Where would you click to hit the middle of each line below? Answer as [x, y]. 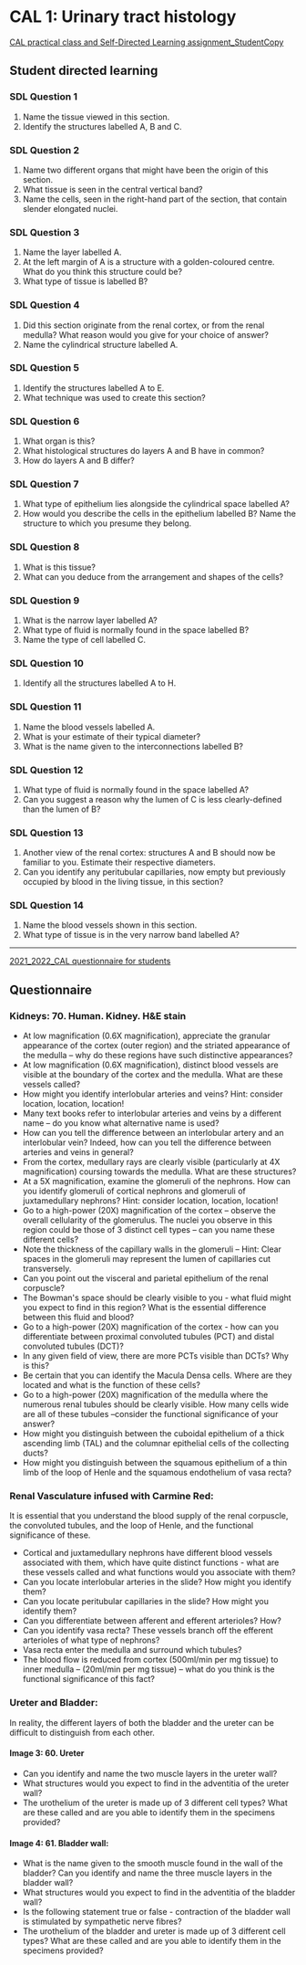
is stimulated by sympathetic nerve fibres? [102, 1922]
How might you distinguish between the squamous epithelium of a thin [155, 1463]
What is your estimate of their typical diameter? [112, 736]
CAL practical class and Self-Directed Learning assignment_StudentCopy [147, 42]
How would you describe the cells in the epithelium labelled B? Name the [159, 514]
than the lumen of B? [61, 809]
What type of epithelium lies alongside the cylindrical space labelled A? [156, 504]
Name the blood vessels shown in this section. [110, 925]
